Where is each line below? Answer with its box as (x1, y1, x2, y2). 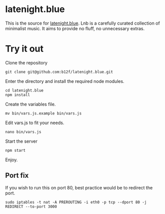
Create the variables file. (5, 101, 56, 107)
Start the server (5, 138, 38, 144)
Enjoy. (5, 157, 18, 163)
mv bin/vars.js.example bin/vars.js (5, 111, 82, 116)
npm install (5, 92, 30, 97)
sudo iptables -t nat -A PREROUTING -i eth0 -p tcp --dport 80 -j (5, 199, 147, 204)
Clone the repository (5, 59, 48, 66)
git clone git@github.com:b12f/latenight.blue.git (5, 69, 113, 74)
